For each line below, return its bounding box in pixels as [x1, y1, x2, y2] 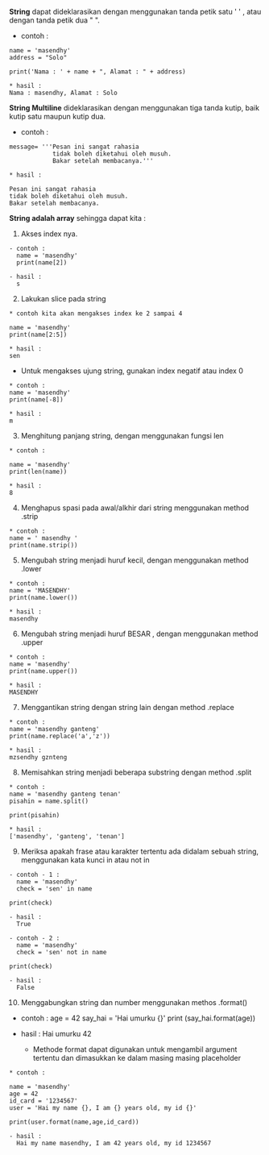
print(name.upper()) [9, 667, 79, 675]
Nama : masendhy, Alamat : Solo [9, 89, 118, 97]
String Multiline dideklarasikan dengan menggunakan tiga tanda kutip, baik [9, 103, 260, 112]
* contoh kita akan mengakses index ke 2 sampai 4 [9, 310, 183, 318]
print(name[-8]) [9, 396, 64, 404]
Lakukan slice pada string [20, 294, 107, 303]
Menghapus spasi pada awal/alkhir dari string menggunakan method [20, 503, 249, 513]
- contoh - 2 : [9, 934, 60, 942]
